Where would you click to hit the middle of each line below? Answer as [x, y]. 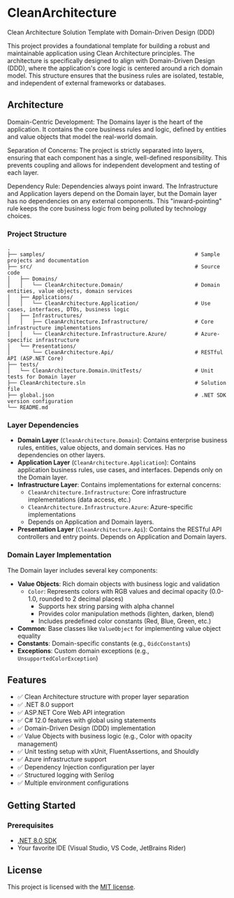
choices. [20, 215]
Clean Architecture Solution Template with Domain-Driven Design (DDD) [111, 32]
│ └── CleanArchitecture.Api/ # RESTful [115, 352]
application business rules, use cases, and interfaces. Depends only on [120, 470]
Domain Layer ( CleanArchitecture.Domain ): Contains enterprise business [122, 440]
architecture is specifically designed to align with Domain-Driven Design [111, 60]
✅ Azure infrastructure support [62, 760]
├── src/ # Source [114, 267]
